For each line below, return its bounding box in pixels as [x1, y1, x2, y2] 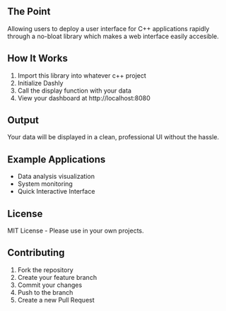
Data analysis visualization [17, 172, 95, 181]
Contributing [7, 247, 65, 259]
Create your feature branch [17, 273, 97, 281]
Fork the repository [17, 265, 74, 274]
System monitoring [17, 180, 73, 188]
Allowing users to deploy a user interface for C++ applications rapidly [7, 24, 210, 33]
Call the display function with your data [17, 86, 132, 95]
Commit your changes [17, 281, 83, 289]
